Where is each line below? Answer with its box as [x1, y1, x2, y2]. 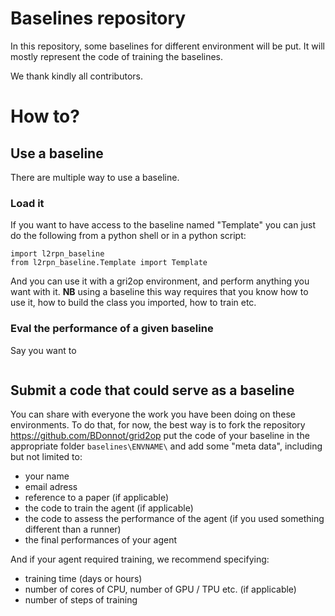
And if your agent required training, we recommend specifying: [10, 553, 270, 566]
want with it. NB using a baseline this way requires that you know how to [10, 286, 309, 298]
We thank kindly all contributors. [10, 70, 143, 82]
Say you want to [10, 344, 77, 356]
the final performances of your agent [24, 534, 178, 546]
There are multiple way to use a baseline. [10, 171, 180, 183]
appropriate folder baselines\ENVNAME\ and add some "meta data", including [10, 440, 323, 452]
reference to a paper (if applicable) [24, 492, 170, 504]
